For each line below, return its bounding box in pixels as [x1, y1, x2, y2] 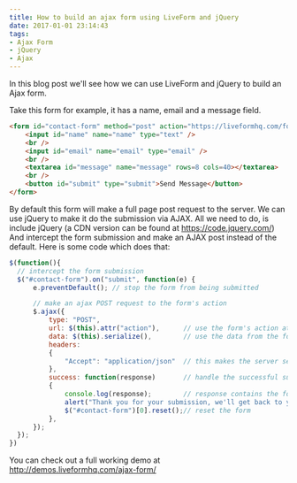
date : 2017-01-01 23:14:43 [9, 21, 109, 30]
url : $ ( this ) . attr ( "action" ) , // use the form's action [48, 324, 278, 333]
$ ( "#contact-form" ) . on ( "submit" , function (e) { [17, 275, 196, 284]
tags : [9, 29, 29, 38]
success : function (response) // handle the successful [48, 373, 278, 382]
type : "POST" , [48, 316, 101, 325]
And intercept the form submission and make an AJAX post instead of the [9, 232, 277, 242]
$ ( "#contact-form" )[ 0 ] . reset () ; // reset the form [65, 406, 251, 415]
